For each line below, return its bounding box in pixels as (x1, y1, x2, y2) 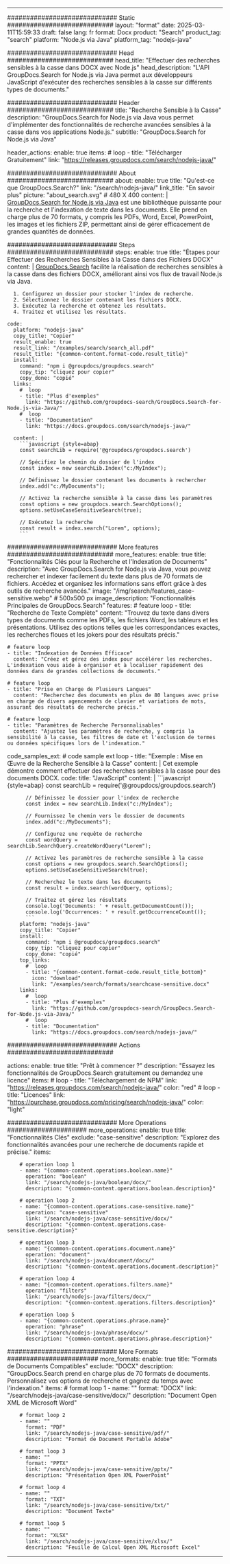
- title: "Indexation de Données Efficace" (7, 650, 133, 657)
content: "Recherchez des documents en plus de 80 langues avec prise (13, 692, 219, 699)
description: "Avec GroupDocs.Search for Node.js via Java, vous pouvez (7, 565, 212, 573)
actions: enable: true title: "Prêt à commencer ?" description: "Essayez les (7, 1062, 216, 1069)
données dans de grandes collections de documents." (7, 668, 161, 675)
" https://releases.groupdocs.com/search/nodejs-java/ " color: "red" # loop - (7, 1083, 220, 1091)
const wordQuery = (25, 837, 78, 843)
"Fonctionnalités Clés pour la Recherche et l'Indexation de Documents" (7, 558, 207, 565)
